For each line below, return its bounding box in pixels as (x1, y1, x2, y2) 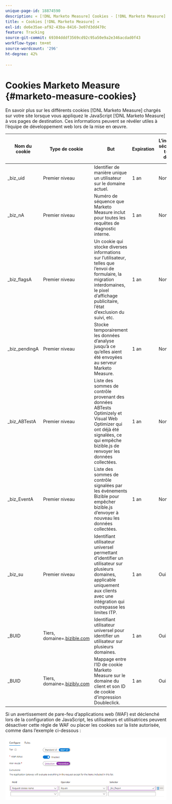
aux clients (94, 588, 117, 594)
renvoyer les (94, 448, 120, 454)
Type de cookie (49, 146, 83, 152)
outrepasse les (94, 604, 125, 610)
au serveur (94, 359, 117, 365)
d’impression (94, 694, 121, 701)
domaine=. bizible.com (42, 635, 90, 642)
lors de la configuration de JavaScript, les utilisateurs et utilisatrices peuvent (5, 716, 167, 723)
